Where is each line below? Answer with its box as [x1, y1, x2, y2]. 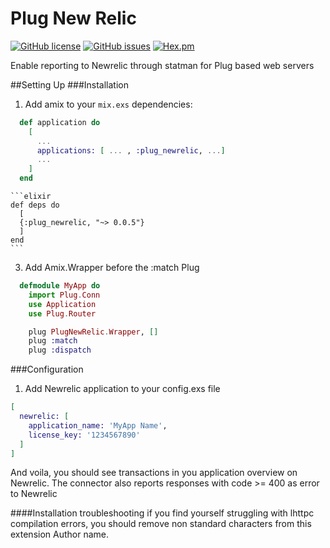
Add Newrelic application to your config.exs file [24, 383, 221, 395]
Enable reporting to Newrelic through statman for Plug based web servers [10, 59, 315, 71]
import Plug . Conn [28, 290, 101, 300]
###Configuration [10, 363, 84, 376]
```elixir [10, 192, 52, 202]
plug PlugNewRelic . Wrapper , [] [28, 327, 159, 337]
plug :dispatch [28, 345, 92, 356]
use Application [28, 299, 97, 309]
